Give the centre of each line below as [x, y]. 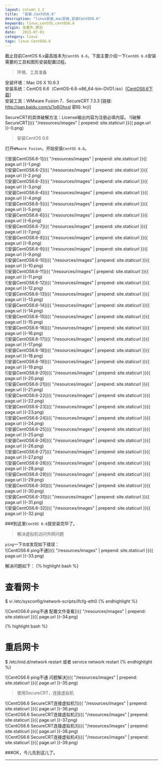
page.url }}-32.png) [25, 513]
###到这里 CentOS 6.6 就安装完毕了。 [41, 523]
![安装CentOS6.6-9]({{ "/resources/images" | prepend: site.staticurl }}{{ [76, 249]
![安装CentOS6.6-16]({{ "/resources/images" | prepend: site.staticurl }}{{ [77, 327]
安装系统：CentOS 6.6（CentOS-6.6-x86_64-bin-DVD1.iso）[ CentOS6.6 [77, 89]
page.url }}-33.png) [25, 555]
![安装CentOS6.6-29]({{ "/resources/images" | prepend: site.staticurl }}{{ [78, 474]
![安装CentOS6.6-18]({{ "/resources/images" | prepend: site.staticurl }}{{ [77, 350]
